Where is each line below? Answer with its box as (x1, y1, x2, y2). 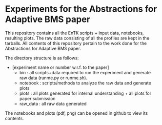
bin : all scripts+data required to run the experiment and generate (19, 69, 151, 75)
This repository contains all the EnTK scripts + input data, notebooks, (5, 30, 144, 36)
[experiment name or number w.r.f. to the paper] (12, 64, 109, 70)
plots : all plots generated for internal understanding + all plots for (19, 90, 152, 96)
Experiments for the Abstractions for (5, 3, 157, 15)
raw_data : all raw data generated (19, 101, 87, 106)
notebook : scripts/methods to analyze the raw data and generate (19, 80, 151, 86)
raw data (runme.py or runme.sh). (19, 75, 88, 81)
